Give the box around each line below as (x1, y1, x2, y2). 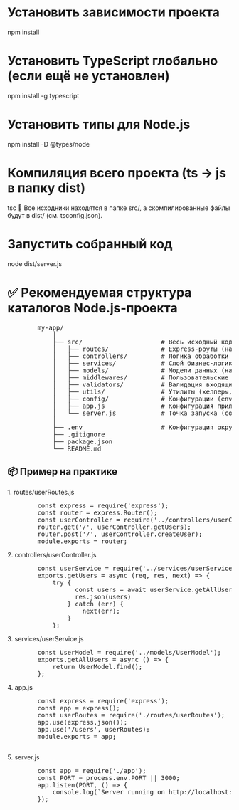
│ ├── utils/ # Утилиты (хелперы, (52, 387, 233, 396)
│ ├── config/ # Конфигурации (52, 394, 214, 403)
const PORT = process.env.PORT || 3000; (37, 774, 180, 782)
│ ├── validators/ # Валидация (52, 380, 203, 389)
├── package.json (52, 437, 113, 446)
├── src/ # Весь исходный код (52, 337, 233, 346)
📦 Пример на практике (7, 466, 118, 478)
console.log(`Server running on (52, 788, 166, 796)
